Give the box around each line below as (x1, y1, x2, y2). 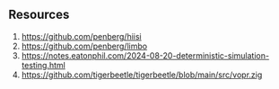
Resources (8, 7, 70, 22)
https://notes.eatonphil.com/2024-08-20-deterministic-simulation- (21, 49, 270, 61)
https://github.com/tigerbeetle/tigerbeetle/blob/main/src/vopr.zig (21, 69, 263, 80)
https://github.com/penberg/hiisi (21, 31, 142, 41)
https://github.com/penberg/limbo (21, 40, 148, 51)
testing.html (21, 59, 66, 70)
